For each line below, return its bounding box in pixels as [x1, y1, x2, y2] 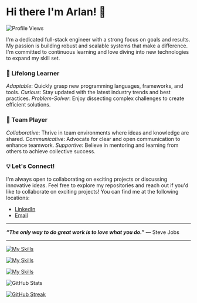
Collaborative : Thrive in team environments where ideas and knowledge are [6, 129, 189, 136]
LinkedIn [14, 205, 36, 212]
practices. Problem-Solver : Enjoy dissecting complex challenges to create [6, 95, 185, 102]
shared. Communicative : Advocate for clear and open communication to [6, 135, 181, 142]
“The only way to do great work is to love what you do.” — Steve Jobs [6, 228, 180, 236]
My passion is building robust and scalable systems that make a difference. [6, 42, 188, 49]
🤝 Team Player [6, 116, 48, 124]
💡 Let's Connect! [6, 162, 55, 170]
